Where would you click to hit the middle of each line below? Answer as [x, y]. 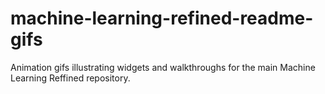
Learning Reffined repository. [70, 78]
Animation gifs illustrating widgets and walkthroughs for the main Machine [163, 67]
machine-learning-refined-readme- [162, 18]
